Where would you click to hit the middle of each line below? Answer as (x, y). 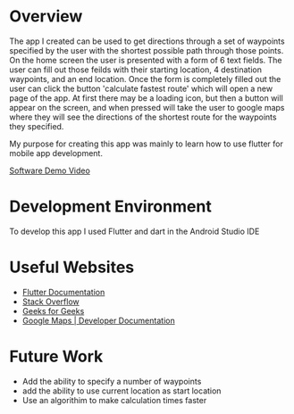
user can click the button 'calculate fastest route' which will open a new (141, 88)
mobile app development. (56, 153)
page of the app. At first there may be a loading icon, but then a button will (146, 98)
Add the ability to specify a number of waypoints (112, 381)
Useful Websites (72, 267)
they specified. (37, 126)
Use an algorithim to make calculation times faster (114, 400)
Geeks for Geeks (53, 310)
